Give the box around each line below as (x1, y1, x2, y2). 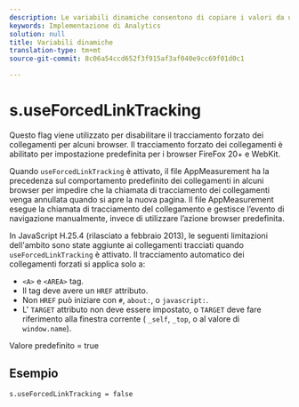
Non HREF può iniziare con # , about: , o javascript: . (21, 294, 209, 305)
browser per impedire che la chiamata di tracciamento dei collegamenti (9, 184, 270, 196)
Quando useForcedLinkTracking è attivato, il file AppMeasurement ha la (9, 165, 270, 176)
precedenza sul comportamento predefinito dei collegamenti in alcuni (9, 175, 264, 186)
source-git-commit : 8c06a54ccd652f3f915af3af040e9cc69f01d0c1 (9, 54, 245, 63)
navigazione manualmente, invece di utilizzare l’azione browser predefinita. (9, 212, 285, 223)
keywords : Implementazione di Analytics (9, 21, 162, 30)
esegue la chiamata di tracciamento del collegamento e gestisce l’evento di (9, 203, 285, 214)
